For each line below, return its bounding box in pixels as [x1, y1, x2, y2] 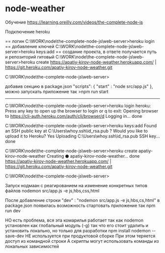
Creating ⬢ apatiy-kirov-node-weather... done [46, 153, 140, 159]
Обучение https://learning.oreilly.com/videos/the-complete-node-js [5, 19, 143, 25]
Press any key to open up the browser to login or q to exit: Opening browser [5, 108, 159, 113]
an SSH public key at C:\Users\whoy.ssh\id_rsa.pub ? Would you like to [5, 128, 148, 134]
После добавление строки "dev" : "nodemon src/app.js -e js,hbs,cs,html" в [5, 197, 160, 203]
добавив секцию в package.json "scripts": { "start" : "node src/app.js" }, [5, 83, 153, 89]
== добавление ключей [5, 43, 55, 49]
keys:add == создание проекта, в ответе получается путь [36, 49, 157, 55]
